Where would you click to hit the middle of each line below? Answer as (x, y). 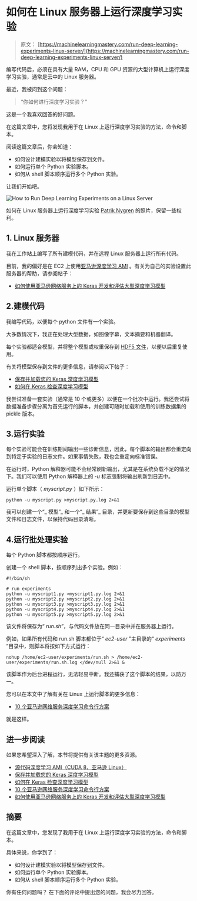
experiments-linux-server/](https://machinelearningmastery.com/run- (105, 51)
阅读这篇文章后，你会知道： (40, 146)
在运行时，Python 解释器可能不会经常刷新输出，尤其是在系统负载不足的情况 (98, 469)
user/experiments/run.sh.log (42, 663)
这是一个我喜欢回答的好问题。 (42, 114)
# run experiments (29, 589)
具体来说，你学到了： (32, 852)
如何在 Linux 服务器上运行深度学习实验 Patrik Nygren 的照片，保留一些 (91, 210)
